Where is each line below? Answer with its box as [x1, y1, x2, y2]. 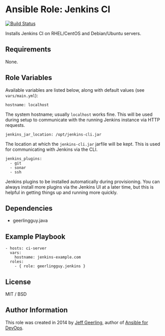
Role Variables [5, 73, 52, 82]
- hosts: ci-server [5, 246, 47, 251]
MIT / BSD [5, 291, 27, 297]
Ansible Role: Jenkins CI [5, 4, 111, 15]
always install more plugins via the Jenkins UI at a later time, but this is [5, 184, 154, 190]
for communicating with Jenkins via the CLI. [5, 146, 98, 152]
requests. [5, 122, 26, 128]
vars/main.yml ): [5, 92, 38, 98]
